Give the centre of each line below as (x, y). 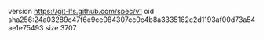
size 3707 (61, 28)
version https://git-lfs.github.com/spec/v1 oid (81, 11)
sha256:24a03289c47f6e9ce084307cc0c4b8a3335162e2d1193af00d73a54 (132, 19)
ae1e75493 (26, 28)
